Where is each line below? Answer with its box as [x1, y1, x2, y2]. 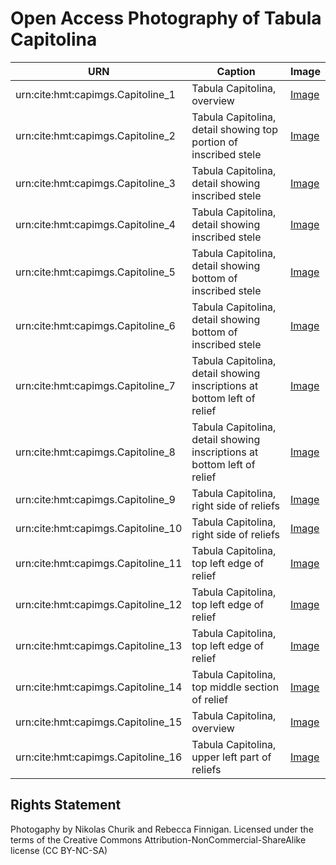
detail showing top [191, 122, 279, 136]
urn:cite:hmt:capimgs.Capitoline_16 [15, 750, 183, 764]
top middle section [191, 680, 280, 694]
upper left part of [191, 750, 272, 764]
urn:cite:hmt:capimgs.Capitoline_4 [15, 217, 176, 231]
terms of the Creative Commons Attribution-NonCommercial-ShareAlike [10, 833, 307, 846]
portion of [191, 135, 238, 149]
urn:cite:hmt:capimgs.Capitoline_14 [15, 680, 183, 694]
